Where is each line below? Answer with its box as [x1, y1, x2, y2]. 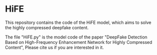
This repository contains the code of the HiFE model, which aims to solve [5, 19, 152, 25]
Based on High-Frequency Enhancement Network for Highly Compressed [5, 39, 152, 45]
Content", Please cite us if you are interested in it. [5, 44, 104, 50]
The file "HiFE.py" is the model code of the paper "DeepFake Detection [5, 34, 147, 40]
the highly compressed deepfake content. [5, 24, 89, 30]
